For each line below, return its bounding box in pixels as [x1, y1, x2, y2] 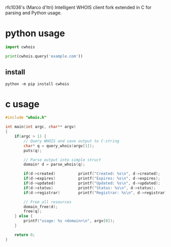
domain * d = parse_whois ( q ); [23, 162, 85, 167]
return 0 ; [14, 232, 36, 237]
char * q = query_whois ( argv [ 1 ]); [23, 143, 95, 149]
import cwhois [5, 44, 36, 50]
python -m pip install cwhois [5, 81, 70, 86]
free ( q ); [23, 209, 42, 214]
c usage [5, 98, 40, 110]
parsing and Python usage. [5, 10, 62, 16]
